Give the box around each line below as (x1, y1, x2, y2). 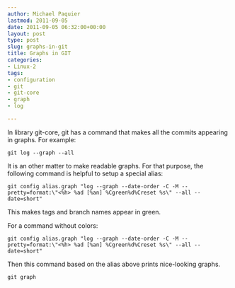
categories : (7, 57, 42, 64)
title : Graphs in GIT (7, 50, 71, 57)
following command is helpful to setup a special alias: (7, 169, 164, 178)
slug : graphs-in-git (7, 43, 69, 50)
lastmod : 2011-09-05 (7, 17, 69, 24)
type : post (7, 37, 40, 44)
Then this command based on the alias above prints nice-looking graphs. (7, 260, 221, 268)
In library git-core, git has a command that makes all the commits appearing (7, 128, 229, 137)
